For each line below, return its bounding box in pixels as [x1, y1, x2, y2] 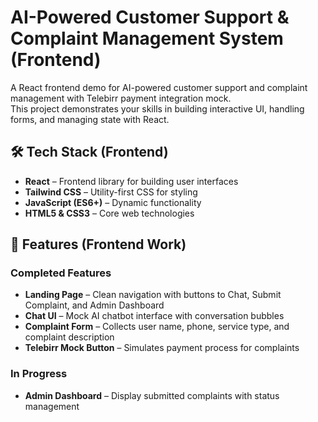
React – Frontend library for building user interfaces [24, 175, 239, 187]
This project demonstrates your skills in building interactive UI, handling [10, 102, 305, 115]
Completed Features [10, 266, 112, 280]
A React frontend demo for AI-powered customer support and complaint [10, 81, 308, 93]
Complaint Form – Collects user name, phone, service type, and [24, 321, 290, 333]
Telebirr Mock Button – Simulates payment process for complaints [24, 342, 300, 354]
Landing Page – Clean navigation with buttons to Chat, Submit [24, 289, 282, 301]
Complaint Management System [10, 27, 284, 50]
